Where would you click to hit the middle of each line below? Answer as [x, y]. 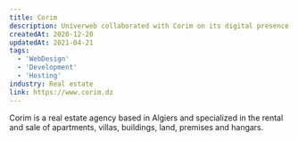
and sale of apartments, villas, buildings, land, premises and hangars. [137, 127]
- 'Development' [47, 68]
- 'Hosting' [40, 76]
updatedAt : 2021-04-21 [51, 42]
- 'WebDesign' [43, 59]
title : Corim [33, 17]
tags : [19, 51]
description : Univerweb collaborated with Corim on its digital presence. [151, 26]
